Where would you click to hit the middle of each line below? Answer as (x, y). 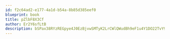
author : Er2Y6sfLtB (26, 24)
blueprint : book (22, 15)
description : (19, 29)
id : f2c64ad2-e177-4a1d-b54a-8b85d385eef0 (51, 10)
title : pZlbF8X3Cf (25, 19)
